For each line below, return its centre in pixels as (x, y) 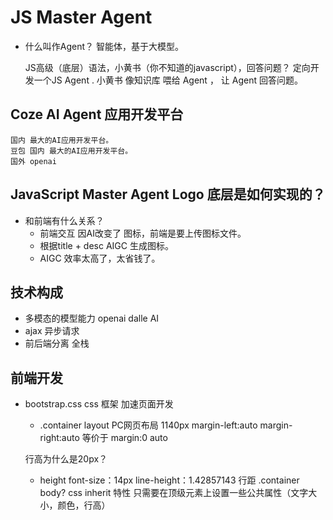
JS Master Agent (81, 17)
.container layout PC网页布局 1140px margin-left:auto (148, 425)
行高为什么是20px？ (66, 459)
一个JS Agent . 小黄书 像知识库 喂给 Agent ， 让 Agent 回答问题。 (168, 80)
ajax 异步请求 (52, 331)
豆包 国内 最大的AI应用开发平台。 (71, 151)
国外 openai (33, 161)
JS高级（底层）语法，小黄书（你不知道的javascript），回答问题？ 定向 (167, 67)
